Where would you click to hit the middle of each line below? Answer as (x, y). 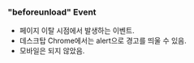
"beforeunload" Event (52, 12)
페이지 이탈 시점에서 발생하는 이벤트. (77, 31)
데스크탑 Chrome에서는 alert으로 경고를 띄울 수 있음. (103, 41)
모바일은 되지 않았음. (52, 51)
